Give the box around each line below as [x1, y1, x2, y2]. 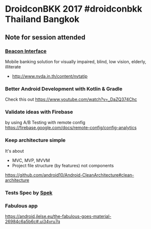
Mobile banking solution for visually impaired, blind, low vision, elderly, [5, 58, 147, 64]
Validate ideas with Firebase [5, 108, 73, 115]
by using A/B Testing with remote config [5, 120, 86, 125]
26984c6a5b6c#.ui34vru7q [5, 218, 61, 224]
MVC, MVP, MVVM [12, 157, 50, 163]
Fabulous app [5, 202, 38, 209]
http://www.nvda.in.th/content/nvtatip [12, 73, 88, 79]
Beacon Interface [5, 48, 47, 54]
